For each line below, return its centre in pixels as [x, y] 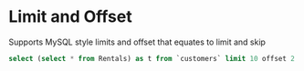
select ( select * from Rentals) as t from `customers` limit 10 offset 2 [152, 58]
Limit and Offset [71, 17]
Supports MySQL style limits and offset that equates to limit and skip [137, 42]
